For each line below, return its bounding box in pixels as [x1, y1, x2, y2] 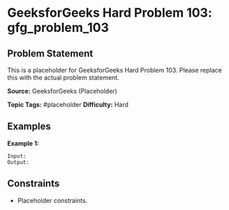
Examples [7, 121, 51, 133]
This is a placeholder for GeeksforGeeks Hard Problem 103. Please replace [7, 66, 222, 74]
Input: [7, 152, 27, 160]
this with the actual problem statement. [7, 73, 120, 82]
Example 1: [7, 139, 40, 147]
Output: [7, 158, 30, 165]
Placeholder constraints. [17, 196, 88, 204]
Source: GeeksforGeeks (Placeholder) [7, 87, 117, 95]
